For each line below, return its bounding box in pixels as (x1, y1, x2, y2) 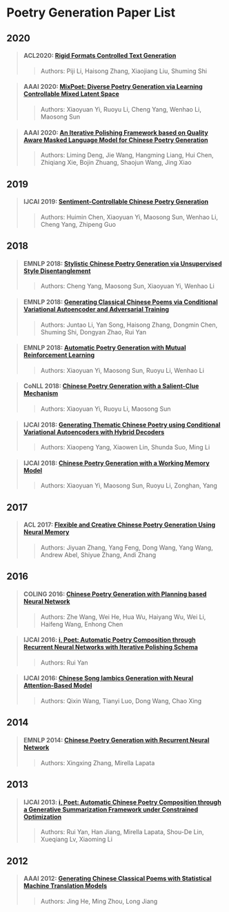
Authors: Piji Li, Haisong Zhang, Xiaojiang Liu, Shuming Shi (40, 67, 208, 75)
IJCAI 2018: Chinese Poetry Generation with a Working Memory (23, 458, 210, 467)
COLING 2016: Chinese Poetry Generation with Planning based (23, 589, 207, 598)
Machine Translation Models (23, 882, 108, 890)
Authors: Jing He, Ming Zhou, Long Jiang (40, 897, 158, 905)
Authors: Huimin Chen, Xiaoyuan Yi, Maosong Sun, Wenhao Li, (40, 212, 219, 221)
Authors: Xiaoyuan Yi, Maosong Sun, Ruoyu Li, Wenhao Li (40, 366, 205, 374)
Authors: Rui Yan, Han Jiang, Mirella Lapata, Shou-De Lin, (40, 828, 204, 836)
